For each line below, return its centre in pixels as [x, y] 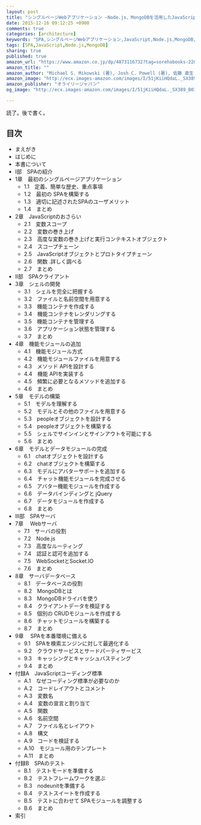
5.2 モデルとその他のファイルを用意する [75, 411]
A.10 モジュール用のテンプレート [66, 748]
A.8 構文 [36, 733]
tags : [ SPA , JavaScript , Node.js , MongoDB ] [57, 46]
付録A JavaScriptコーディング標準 [59, 673]
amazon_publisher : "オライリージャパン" [53, 84]
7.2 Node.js [39, 538]
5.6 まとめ [38, 441]
